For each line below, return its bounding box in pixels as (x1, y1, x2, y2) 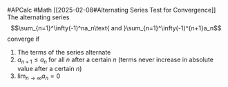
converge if (7, 35, 40, 43)
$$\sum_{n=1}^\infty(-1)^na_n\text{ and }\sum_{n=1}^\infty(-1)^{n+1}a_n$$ (10, 24, 222, 32)
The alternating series (7, 13, 70, 21)
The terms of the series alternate (17, 48, 111, 56)
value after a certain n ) (17, 64, 82, 72)
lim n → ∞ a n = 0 (17, 72, 61, 81)
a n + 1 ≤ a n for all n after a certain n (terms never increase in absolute (17, 55, 214, 65)
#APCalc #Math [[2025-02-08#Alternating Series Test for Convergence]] (7, 6, 216, 14)
